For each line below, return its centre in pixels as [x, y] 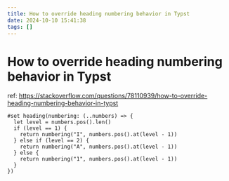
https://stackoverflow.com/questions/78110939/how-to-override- [113, 96]
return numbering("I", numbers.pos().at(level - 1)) [99, 135]
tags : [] [20, 27]
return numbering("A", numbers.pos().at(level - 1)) [99, 147]
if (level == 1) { [41, 128]
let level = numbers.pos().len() [63, 122]
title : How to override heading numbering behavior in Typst [99, 14]
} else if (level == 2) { [52, 141]
